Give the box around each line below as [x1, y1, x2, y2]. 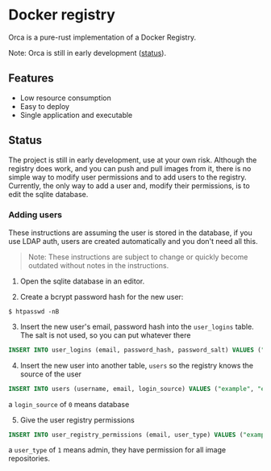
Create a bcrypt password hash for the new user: [19, 292, 184, 301]
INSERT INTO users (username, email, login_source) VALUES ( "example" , [8, 385, 254, 393]
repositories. [8, 454, 51, 464]
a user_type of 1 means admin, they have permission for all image [8, 445, 227, 455]
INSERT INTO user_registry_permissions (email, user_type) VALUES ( [8, 431, 244, 439]
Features [8, 71, 54, 86]
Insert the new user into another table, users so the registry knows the [19, 360, 254, 370]
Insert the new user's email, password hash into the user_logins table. [19, 322, 254, 331]
